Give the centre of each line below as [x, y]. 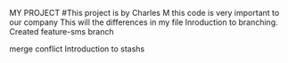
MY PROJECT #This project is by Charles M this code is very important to [144, 13]
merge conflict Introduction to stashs [77, 49]
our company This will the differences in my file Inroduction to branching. [144, 22]
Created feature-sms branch [62, 31]
